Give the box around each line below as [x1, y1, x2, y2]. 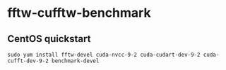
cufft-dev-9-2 [7, 57, 49, 64]
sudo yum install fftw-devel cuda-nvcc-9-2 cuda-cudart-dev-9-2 [7, 51, 201, 58]
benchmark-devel [52, 57, 100, 64]
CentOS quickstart [7, 33, 91, 45]
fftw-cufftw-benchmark [7, 5, 151, 21]
